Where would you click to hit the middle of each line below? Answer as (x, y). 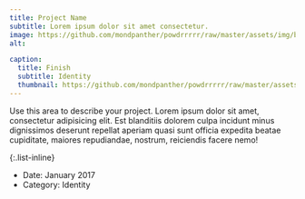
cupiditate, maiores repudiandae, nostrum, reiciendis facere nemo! (134, 139)
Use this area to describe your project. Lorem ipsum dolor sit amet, (135, 111)
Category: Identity (56, 184)
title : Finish (44, 68)
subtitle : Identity (54, 77)
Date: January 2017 (59, 174)
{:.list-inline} (32, 157)
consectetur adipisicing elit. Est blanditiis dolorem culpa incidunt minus (142, 120)
